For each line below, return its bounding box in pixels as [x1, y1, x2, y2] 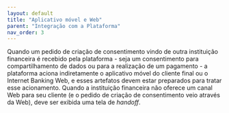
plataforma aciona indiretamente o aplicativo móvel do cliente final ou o [7, 69, 208, 78]
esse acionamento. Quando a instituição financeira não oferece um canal [7, 84, 213, 92]
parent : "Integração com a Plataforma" [7, 22, 121, 29]
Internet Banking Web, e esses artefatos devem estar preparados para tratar [7, 76, 222, 85]
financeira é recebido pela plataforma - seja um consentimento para [7, 55, 200, 63]
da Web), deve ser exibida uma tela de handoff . [7, 98, 142, 106]
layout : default [7, 10, 53, 17]
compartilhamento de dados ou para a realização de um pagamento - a [7, 62, 208, 70]
